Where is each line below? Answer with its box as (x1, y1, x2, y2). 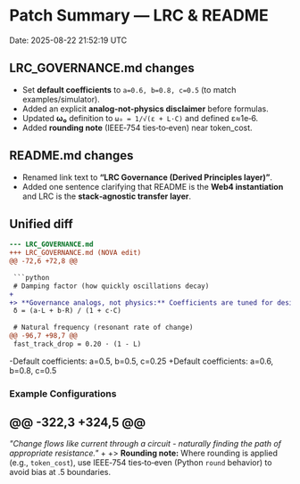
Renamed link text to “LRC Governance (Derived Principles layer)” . (21, 171, 272, 183)
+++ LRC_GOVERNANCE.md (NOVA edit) (9, 249, 142, 258)
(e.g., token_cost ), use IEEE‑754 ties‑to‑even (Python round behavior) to (9, 457, 272, 468)
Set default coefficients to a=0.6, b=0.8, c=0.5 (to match (21, 84, 237, 94)
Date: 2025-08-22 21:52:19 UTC (9, 35, 128, 45)
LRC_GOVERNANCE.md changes (9, 61, 195, 76)
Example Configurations (9, 387, 117, 399)
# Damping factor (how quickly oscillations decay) (12, 282, 210, 291)
